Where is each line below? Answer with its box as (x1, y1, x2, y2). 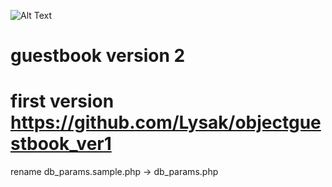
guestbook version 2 (10, 45, 186, 67)
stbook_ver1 (10, 133, 112, 155)
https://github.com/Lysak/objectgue (10, 111, 322, 134)
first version (10, 90, 115, 113)
